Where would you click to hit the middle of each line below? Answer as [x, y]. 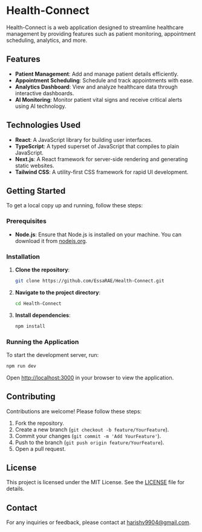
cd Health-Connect [38, 304]
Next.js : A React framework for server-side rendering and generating [101, 159]
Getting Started [36, 191]
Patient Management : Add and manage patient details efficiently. [97, 74]
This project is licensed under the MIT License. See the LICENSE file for [96, 482]
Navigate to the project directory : [58, 292]
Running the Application [43, 342]
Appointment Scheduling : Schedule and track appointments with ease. [104, 80]
